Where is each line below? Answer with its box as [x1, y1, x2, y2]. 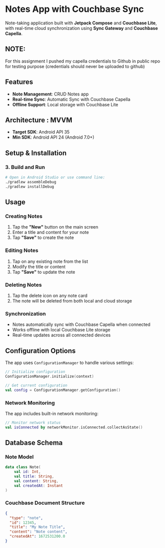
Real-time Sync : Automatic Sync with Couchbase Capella [12, 96, 130, 102]
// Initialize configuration [5, 369, 65, 375]
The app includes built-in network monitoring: [5, 410, 99, 416]
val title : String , [14, 474, 55, 479]
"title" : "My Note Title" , [9, 525, 65, 530]
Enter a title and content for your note [12, 230, 89, 235]
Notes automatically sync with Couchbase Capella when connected [12, 321, 151, 327]
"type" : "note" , [9, 515, 43, 520]
